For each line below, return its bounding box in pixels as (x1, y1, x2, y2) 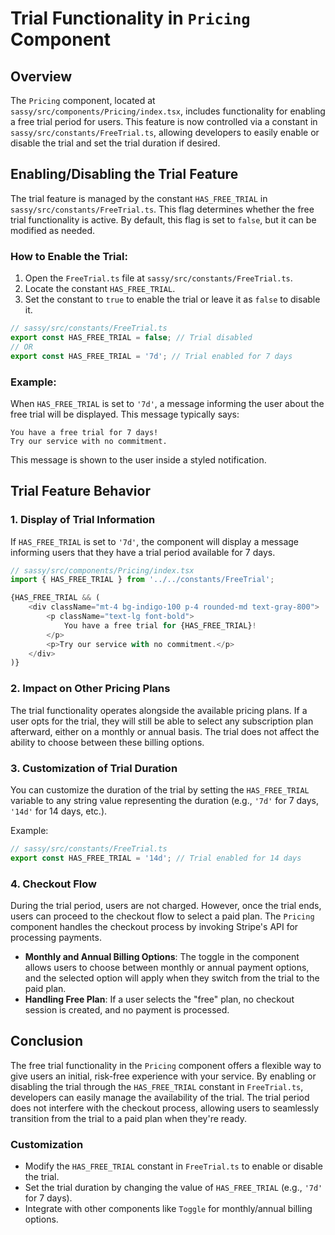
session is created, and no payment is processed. (24, 1003, 230, 1016)
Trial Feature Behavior (10, 483, 151, 500)
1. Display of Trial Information (10, 513, 156, 527)
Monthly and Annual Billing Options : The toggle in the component (24, 950, 300, 962)
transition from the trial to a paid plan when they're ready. (10, 1112, 247, 1124)
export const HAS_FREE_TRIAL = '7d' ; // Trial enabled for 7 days (10, 351, 293, 361)
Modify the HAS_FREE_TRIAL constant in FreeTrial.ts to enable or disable (24, 1160, 323, 1172)
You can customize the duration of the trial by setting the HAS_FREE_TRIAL (10, 783, 310, 796)
